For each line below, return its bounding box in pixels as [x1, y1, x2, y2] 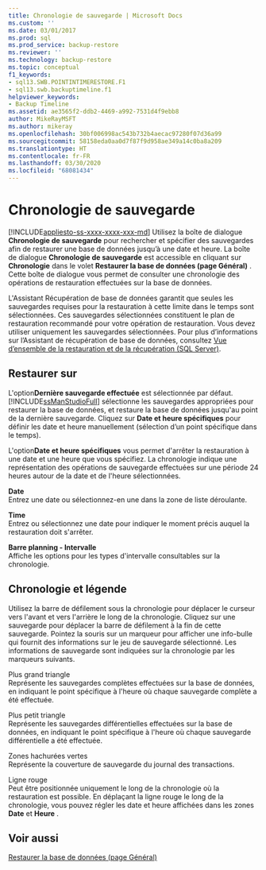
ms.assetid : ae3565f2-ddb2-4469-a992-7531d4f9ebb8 [8, 108, 179, 116]
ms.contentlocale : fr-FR [8, 152, 91, 160]
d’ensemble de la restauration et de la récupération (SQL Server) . [8, 343, 222, 354]
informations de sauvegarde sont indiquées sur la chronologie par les [8, 645, 236, 655]
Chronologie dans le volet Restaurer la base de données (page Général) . [8, 261, 253, 270]
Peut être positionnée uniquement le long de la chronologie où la [8, 783, 220, 793]
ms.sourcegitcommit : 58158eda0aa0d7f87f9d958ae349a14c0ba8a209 [8, 137, 222, 145]
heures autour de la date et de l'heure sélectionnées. [8, 470, 181, 481]
